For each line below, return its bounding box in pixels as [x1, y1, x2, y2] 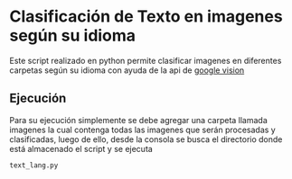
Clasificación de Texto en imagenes [9, 6, 283, 27]
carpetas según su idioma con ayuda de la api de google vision [9, 65, 245, 76]
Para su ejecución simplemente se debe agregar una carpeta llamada [9, 114, 268, 125]
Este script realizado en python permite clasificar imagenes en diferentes [9, 55, 282, 66]
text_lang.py [9, 160, 59, 170]
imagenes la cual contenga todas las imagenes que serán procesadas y [9, 124, 276, 135]
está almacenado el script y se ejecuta [9, 143, 154, 154]
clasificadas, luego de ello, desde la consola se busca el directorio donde [9, 133, 283, 145]
